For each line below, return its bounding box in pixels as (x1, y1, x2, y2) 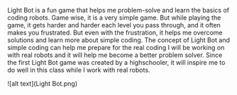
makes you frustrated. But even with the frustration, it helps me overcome (7, 28, 223, 37)
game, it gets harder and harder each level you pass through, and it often (7, 21, 221, 29)
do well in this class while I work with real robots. (7, 66, 150, 74)
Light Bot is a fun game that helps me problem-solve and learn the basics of (7, 6, 229, 14)
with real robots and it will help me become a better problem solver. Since (7, 51, 223, 59)
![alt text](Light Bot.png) (7, 80, 78, 87)
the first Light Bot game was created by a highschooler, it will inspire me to (7, 58, 226, 66)
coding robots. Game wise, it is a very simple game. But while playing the (7, 13, 221, 22)
